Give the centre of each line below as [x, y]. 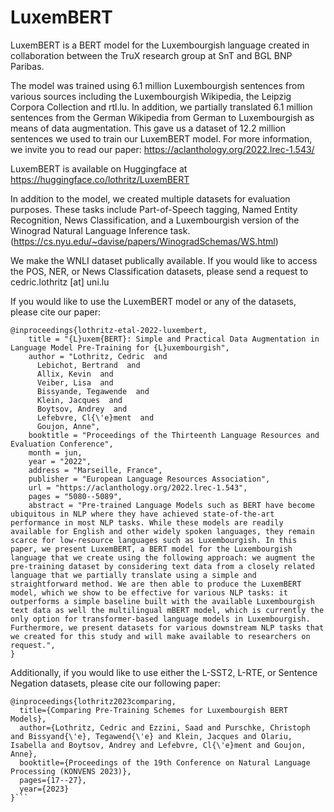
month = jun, [55, 452]
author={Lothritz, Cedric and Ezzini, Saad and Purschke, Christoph [165, 727]
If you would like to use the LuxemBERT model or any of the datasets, [153, 301]
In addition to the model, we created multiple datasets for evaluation [150, 198]
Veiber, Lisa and [75, 382]
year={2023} [44, 789]
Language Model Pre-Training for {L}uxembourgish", [120, 347]
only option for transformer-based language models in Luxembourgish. [160, 619]
